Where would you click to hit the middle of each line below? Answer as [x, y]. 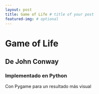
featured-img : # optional [32, 19]
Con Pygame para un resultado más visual [48, 87]
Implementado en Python [36, 76]
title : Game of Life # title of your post [49, 14]
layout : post [19, 10]
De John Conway [32, 62]
